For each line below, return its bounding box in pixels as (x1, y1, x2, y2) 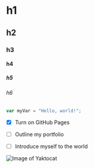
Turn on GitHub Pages (14, 118, 70, 126)
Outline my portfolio (14, 130, 64, 138)
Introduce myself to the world (14, 142, 88, 150)
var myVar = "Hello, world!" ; (6, 107, 82, 114)
